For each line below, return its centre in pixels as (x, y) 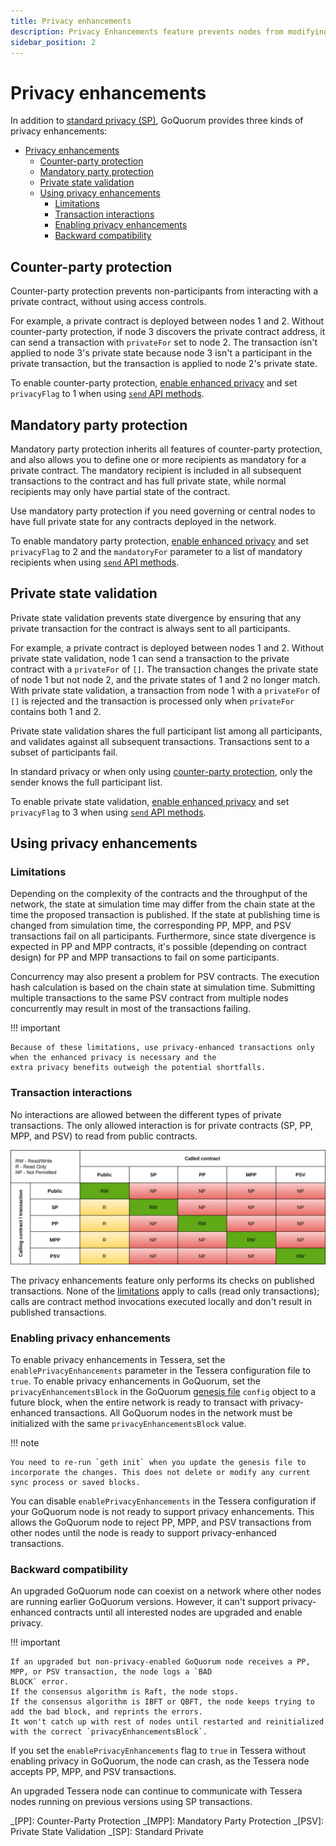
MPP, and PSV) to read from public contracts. (104, 1136)
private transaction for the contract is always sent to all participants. (150, 628)
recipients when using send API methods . (95, 562)
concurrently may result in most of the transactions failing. (131, 1009)
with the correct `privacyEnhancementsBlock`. (109, 1732)
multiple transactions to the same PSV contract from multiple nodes (149, 998)
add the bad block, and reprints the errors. (106, 1712)
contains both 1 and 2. (56, 711)
